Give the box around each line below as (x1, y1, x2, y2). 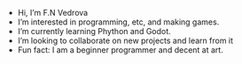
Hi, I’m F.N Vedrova (17, 8, 89, 18)
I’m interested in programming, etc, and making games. (17, 17, 220, 27)
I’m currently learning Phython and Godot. (17, 26, 171, 36)
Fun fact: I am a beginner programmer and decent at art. (17, 45, 223, 55)
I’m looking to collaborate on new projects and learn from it (17, 35, 233, 46)
